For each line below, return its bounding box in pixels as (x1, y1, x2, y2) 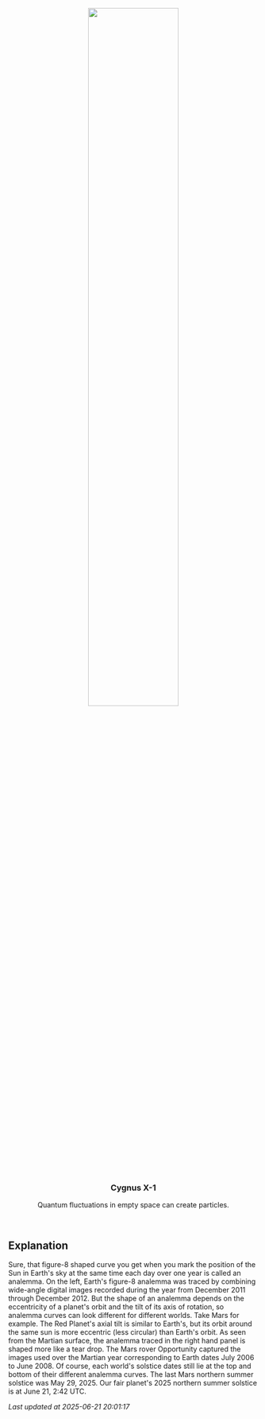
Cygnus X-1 (110, 1182, 156, 1193)
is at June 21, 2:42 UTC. (8, 1386, 87, 1396)
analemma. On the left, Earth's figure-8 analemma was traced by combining (8, 1277, 256, 1286)
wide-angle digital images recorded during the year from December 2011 (8, 1285, 246, 1295)
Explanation (8, 1238, 69, 1252)
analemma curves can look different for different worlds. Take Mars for (8, 1311, 240, 1320)
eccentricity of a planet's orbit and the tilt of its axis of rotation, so (8, 1302, 225, 1312)
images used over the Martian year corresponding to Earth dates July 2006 (8, 1353, 255, 1363)
